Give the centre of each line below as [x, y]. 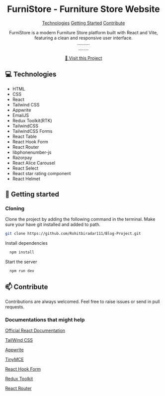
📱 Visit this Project [83, 58]
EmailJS [21, 115]
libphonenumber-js [32, 152]
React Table [25, 136]
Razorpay [22, 157]
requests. [15, 306]
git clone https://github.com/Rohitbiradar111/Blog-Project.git [73, 234]
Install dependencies [27, 243]
